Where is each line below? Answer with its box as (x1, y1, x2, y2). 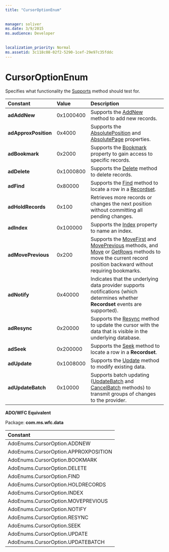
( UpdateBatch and (90, 378, 134, 385)
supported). (90, 307, 119, 314)
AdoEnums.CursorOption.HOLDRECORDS (8, 481, 107, 488)
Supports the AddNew (90, 109, 143, 116)
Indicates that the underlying (90, 275, 158, 283)
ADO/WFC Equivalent (5, 410, 51, 416)
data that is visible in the (90, 328, 148, 335)
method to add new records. (90, 115, 157, 122)
